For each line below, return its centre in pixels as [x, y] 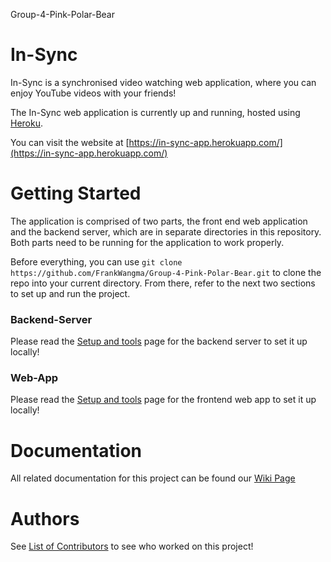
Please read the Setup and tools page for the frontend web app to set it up [163, 400]
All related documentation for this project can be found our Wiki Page [153, 478]
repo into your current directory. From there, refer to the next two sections [163, 283]
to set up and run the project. [70, 293]
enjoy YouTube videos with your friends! [93, 93]
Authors [45, 518]
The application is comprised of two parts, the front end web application [159, 221]
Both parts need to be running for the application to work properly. [147, 242]
